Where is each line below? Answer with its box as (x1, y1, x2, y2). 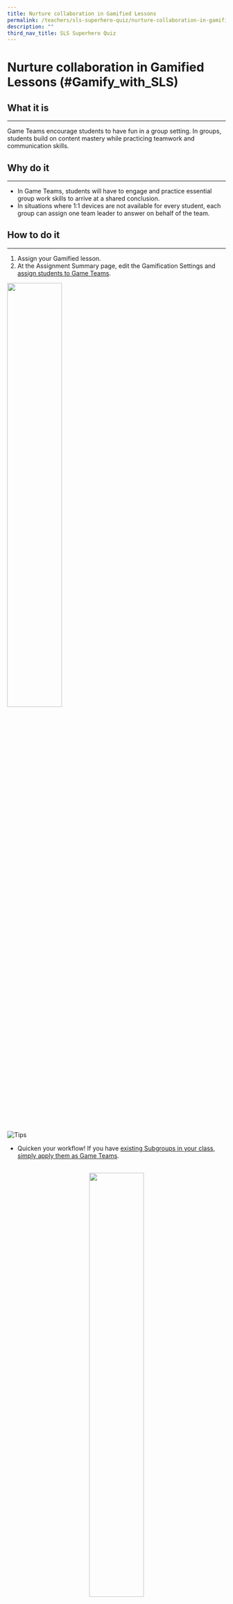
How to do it (7, 229, 60, 241)
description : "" (7, 23, 54, 30)
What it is (7, 102, 49, 113)
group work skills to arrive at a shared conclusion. (17, 194, 160, 203)
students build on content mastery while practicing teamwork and (7, 134, 195, 143)
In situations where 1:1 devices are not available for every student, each (17, 202, 221, 210)
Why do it (7, 161, 50, 174)
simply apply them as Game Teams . (17, 1151, 119, 1159)
